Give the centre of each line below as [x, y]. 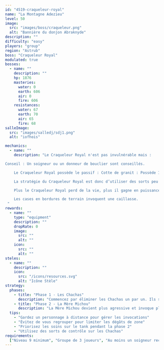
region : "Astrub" [23, 50]
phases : [17, 290]
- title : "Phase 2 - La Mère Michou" [52, 304]
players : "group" [23, 46]
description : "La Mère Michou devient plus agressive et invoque [86, 308]
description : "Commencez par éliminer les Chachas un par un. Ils [87, 299]
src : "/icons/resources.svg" [48, 277]
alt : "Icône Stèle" [38, 281]
